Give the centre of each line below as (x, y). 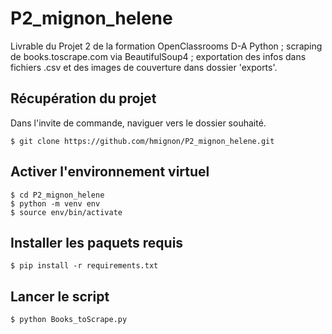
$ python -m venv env (55, 203)
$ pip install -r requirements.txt (84, 266)
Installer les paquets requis (97, 242)
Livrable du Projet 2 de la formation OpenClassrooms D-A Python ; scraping (166, 46)
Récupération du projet (83, 98)
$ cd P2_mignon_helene (57, 195)
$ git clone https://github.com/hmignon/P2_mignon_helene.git (142, 141)
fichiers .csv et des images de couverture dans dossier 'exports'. (144, 67)
